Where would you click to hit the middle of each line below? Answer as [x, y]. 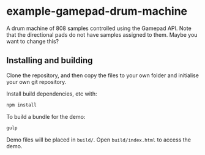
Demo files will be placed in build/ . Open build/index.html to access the [99, 140]
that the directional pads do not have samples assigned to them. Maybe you [102, 34]
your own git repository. [36, 81]
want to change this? [33, 41]
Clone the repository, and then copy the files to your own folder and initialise [103, 75]
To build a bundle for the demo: [46, 116]
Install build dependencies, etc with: [52, 94]
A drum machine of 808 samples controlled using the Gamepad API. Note [99, 28]
